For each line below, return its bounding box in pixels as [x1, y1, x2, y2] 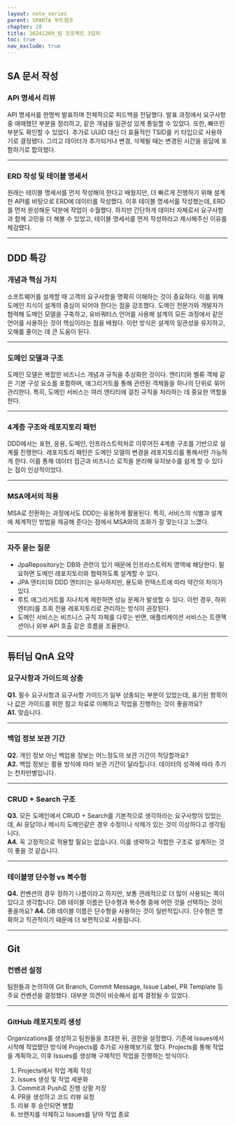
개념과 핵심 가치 [7, 275, 57, 285]
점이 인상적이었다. [14, 466, 64, 474]
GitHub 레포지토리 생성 [7, 1017, 82, 1027]
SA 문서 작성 [7, 71, 59, 83]
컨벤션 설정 [7, 965, 43, 975]
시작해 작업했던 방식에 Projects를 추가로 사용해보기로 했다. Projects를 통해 [7, 1043, 211, 1052]
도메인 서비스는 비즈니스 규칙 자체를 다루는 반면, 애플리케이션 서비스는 [17, 613, 208, 621]
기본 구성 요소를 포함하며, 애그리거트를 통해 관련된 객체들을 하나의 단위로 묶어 [14, 378, 226, 387]
